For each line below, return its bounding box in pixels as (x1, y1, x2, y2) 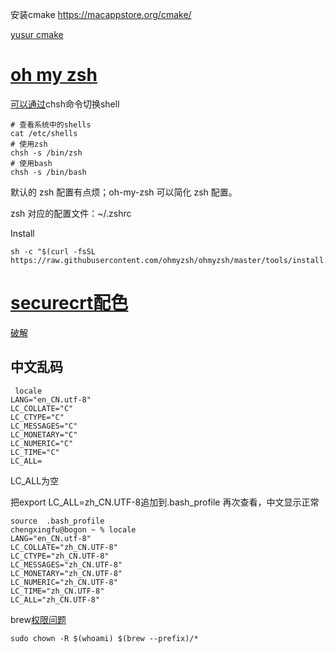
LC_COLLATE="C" (10, 403, 74, 413)
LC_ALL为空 (10, 474, 60, 487)
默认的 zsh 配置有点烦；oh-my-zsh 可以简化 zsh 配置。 (10, 186, 238, 198)
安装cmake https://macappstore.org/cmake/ (10, 9, 192, 20)
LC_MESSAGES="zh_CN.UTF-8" (10, 559, 123, 570)
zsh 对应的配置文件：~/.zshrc (10, 207, 132, 219)
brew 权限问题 (10, 613, 67, 625)
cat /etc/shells (10, 128, 78, 138)
